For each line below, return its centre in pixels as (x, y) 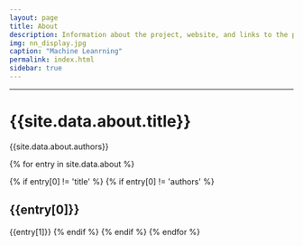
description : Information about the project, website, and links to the (149, 34)
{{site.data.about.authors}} (60, 147)
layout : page (34, 18)
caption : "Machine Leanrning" (66, 52)
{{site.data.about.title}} (100, 122)
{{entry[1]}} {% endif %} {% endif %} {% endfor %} (105, 232)
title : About (34, 26)
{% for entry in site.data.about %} (72, 164)
